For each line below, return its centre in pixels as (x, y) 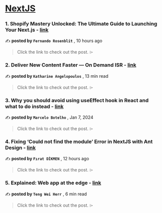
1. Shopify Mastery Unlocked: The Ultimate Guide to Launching (81, 24)
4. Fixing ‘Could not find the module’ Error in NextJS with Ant (79, 141)
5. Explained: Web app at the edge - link (53, 183)
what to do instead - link (34, 106)
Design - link (20, 148)
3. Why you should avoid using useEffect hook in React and (77, 100)
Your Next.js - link (27, 30)
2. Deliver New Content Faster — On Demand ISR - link (71, 65)
